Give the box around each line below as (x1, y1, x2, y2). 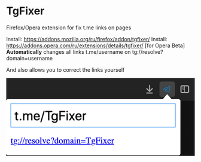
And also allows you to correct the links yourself (6, 66, 125, 73)
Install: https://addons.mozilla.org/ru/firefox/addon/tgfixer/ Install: (6, 35, 167, 42)
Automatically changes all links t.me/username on (6, 48, 131, 55)
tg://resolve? (132, 48, 163, 55)
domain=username (6, 54, 53, 62)
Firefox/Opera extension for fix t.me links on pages (6, 24, 132, 31)
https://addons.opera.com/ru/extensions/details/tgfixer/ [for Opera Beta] (6, 42, 185, 49)
